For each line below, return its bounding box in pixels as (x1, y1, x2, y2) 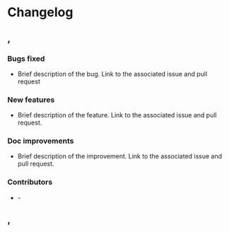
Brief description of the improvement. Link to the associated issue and (17, 152, 223, 161)
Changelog (7, 4, 74, 21)
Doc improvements (7, 136, 74, 146)
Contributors (7, 178, 53, 187)
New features (7, 95, 55, 105)
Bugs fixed (7, 54, 45, 64)
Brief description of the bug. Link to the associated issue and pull (17, 69, 208, 78)
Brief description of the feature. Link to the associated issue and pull (17, 111, 217, 120)
